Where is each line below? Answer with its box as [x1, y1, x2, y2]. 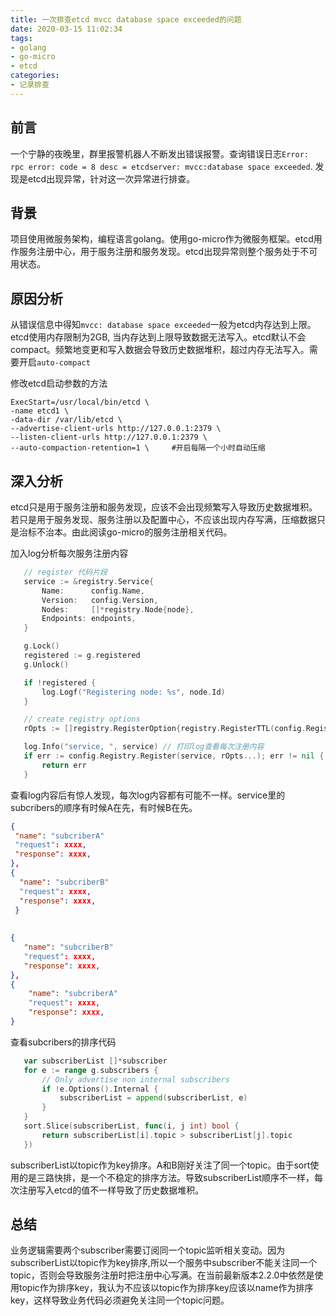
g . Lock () [23, 641, 60, 651]
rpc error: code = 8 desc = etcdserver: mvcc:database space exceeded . [10, 160, 313, 172]
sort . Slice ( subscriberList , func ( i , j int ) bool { [23, 1121, 240, 1131]
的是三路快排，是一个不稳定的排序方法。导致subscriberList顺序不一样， [18, 1171, 315, 1183]
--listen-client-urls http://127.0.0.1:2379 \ [10, 432, 208, 443]
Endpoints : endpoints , [41, 614, 137, 624]
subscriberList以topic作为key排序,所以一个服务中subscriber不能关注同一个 [10, 1257, 318, 1269]
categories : [10, 71, 60, 81]
